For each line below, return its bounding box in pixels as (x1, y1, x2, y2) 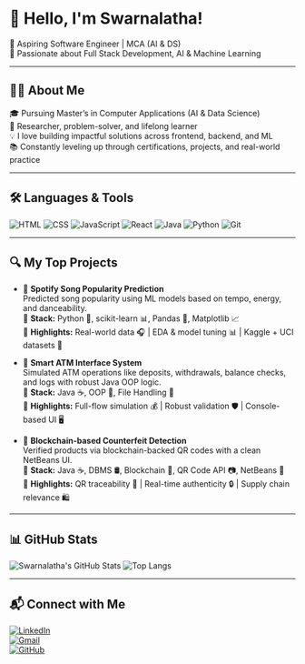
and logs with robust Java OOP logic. (22, 377, 162, 387)
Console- (244, 400, 280, 412)
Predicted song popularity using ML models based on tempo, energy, (22, 293, 282, 304)
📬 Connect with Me (9, 596, 125, 612)
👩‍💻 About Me (9, 83, 85, 98)
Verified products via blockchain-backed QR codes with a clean (22, 445, 261, 456)
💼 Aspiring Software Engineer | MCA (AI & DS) (9, 38, 182, 49)
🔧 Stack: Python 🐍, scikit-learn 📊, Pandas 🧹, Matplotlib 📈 (22, 313, 241, 324)
